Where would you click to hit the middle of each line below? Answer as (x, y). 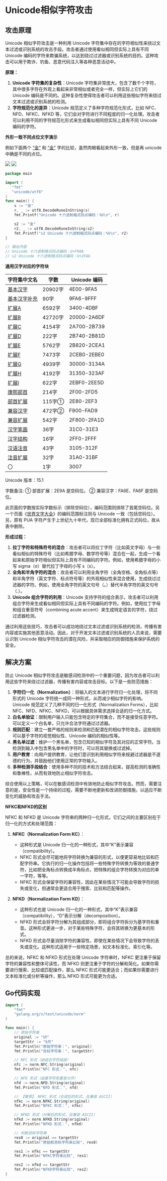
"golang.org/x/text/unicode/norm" (50, 1014)
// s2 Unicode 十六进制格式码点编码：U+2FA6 (48, 256)
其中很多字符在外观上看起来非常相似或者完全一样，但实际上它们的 (80, 89)
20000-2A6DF (87, 317)
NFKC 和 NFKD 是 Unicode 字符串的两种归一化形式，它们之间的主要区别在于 (83, 817)
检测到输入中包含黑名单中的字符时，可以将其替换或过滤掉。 (73, 748)
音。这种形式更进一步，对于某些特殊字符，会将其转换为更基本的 (85, 928)
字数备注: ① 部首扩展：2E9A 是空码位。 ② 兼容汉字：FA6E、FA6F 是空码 (82, 491)
